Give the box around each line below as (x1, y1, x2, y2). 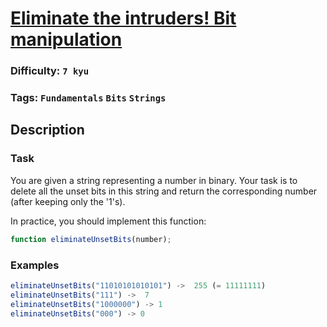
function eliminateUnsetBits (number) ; (10, 234, 172, 244)
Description (10, 122, 85, 139)
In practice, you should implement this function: (10, 215, 207, 227)
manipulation (10, 28, 123, 51)
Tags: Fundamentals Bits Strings (10, 91, 167, 105)
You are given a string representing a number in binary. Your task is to (10, 174, 298, 186)
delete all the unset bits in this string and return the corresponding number (10, 185, 318, 197)
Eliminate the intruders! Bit (10, 7, 237, 30)
